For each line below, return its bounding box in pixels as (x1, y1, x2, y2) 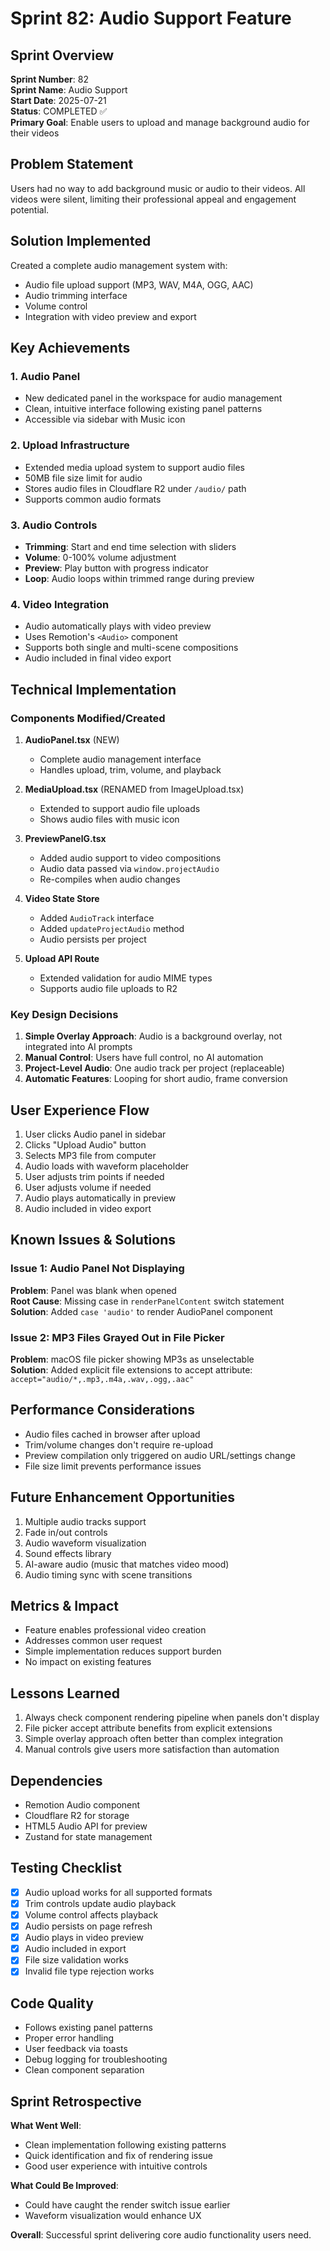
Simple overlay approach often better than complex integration (24, 1733, 284, 1745)
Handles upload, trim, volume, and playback (39, 763, 222, 776)
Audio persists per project (39, 933, 147, 945)
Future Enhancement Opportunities (10, 1489, 236, 1506)
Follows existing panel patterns (24, 2022, 153, 2034)
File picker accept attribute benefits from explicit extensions (24, 1722, 273, 1734)
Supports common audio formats (24, 493, 162, 505)
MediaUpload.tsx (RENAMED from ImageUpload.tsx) (24, 783, 245, 795)
